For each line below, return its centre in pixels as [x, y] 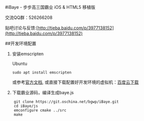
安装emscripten [28, 54]
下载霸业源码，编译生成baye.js [43, 92]
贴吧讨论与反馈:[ [21, 28]
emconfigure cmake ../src [40, 110]
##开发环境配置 [21, 43]
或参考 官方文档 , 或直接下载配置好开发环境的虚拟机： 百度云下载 [75, 82]
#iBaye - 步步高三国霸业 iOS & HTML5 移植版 [50, 7]
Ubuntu [20, 63]
